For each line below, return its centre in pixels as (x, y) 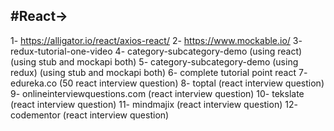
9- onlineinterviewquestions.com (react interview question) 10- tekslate (157, 93)
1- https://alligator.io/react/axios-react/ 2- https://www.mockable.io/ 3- (156, 40)
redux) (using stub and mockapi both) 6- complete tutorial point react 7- (159, 72)
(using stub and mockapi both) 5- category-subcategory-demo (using (154, 61)
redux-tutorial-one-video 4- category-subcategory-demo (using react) (156, 51)
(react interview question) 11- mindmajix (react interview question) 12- (154, 104)
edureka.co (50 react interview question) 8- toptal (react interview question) (167, 83)
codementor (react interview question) (90, 115)
